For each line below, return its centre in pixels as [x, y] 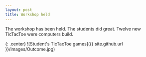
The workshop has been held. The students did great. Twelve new [73, 28]
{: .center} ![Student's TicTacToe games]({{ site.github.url [64, 43]
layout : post [19, 10]
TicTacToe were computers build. [39, 34]
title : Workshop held [28, 14]
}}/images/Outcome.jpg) [30, 49]
